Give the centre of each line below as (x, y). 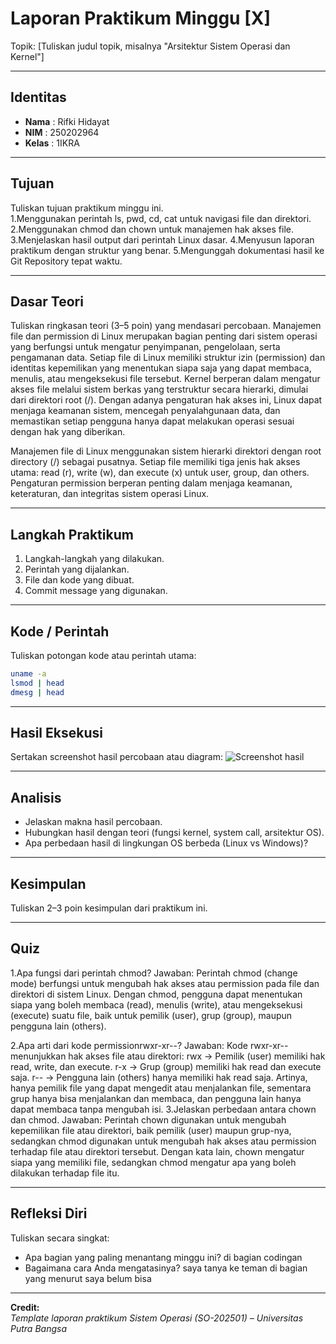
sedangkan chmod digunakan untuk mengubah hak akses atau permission (163, 1141)
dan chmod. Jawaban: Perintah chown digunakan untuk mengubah (148, 1119)
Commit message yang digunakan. (96, 591)
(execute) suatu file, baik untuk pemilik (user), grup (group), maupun (151, 1015)
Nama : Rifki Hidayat (67, 121)
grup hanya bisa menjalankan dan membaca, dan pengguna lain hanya (156, 1098)
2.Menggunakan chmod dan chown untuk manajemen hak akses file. (152, 229)
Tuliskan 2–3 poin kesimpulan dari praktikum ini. (109, 908)
